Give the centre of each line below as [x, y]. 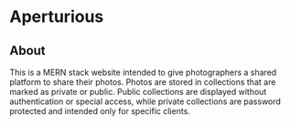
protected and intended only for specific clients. [100, 111]
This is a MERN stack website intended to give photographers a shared [143, 72]
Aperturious [57, 17]
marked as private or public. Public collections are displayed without [138, 92]
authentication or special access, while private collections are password [145, 101]
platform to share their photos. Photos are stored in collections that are [143, 82]
